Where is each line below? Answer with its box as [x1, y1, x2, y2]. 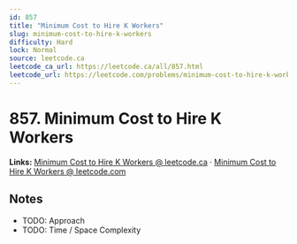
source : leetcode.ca [9, 54, 86, 63]
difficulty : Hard [9, 37, 73, 47]
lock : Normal [9, 46, 57, 55]
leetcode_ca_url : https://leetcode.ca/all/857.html [9, 63, 203, 72]
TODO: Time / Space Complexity [21, 225, 141, 235]
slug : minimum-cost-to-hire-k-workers [9, 29, 152, 38]
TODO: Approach [21, 215, 86, 225]
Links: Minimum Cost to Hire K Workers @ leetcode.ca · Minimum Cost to [9, 156, 277, 167]
